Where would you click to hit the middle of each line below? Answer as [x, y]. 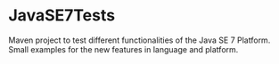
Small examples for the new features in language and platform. [123, 49]
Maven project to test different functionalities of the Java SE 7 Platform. [139, 40]
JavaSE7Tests [62, 16]
